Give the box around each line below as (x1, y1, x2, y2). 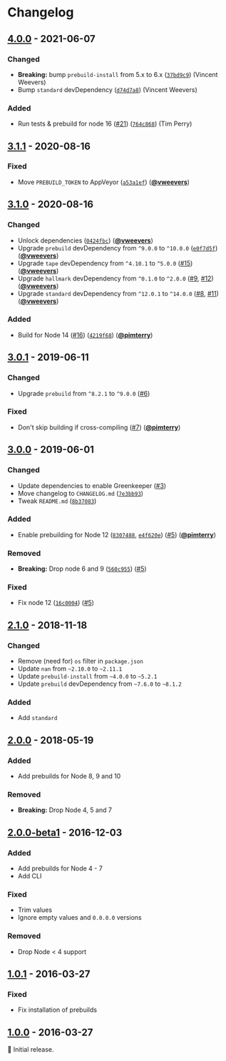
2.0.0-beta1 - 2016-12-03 (7, 826, 123, 838)
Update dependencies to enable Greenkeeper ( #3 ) (17, 481, 166, 489)
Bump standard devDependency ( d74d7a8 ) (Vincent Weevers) (17, 85, 197, 93)
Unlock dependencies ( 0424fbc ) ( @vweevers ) (17, 236, 153, 245)
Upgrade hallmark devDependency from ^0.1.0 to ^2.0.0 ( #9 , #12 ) (17, 274, 214, 283)
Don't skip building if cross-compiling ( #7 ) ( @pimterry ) (17, 422, 181, 432)
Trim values (17, 905, 52, 914)
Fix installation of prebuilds (17, 1005, 98, 1014)
